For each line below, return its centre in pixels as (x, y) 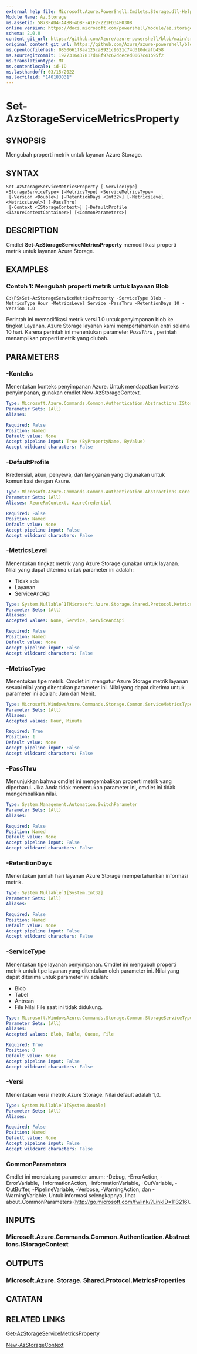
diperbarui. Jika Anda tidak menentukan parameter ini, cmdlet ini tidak (91, 788)
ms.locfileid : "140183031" (39, 77)
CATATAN (24, 1300)
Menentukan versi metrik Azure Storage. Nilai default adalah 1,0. (84, 1094)
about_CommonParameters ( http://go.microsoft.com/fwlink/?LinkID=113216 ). (98, 1202)
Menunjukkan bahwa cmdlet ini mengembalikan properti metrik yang (89, 781)
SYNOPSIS (26, 140)
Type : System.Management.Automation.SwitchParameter (72, 805)
